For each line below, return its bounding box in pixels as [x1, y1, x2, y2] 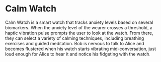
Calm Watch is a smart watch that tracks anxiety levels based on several [5, 19, 153, 25]
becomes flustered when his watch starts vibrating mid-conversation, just [5, 46, 157, 52]
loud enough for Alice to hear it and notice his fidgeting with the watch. [5, 51, 151, 57]
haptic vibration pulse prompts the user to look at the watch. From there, [5, 30, 154, 36]
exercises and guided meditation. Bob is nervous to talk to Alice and [5, 40, 144, 46]
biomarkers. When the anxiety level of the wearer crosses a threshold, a [5, 24, 153, 30]
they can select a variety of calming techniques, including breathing [5, 35, 144, 41]
